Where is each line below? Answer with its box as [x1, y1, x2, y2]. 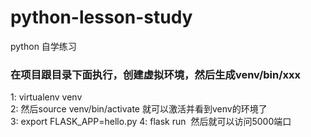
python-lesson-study [10, 6, 193, 29]
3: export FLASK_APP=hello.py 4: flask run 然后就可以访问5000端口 [10, 116, 292, 128]
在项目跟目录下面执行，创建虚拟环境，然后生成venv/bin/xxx [10, 67, 302, 81]
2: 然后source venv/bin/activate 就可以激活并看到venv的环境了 [10, 103, 268, 115]
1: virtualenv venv [10, 91, 83, 103]
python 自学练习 [10, 40, 77, 52]
